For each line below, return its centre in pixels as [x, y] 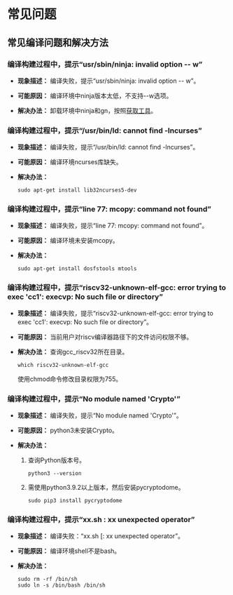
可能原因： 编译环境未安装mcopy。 [68, 241]
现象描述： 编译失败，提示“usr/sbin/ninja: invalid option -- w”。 [108, 81]
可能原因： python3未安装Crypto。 [68, 430]
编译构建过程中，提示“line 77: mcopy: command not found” [110, 209]
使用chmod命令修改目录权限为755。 [70, 379]
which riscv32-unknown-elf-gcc [63, 365]
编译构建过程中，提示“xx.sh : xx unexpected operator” [101, 519]
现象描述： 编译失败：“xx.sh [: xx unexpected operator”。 [100, 536]
